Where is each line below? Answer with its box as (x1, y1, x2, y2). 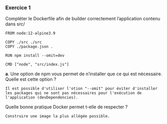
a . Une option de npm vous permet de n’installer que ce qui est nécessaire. (5, 71, 162, 77)
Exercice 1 (5, 4, 31, 11)
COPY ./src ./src (5, 40, 42, 45)
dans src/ (5, 21, 25, 27)
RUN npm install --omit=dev (5, 53, 65, 58)
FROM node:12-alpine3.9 (5, 31, 56, 36)
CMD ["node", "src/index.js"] (5, 62, 70, 67)
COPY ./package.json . (5, 44, 53, 49)
